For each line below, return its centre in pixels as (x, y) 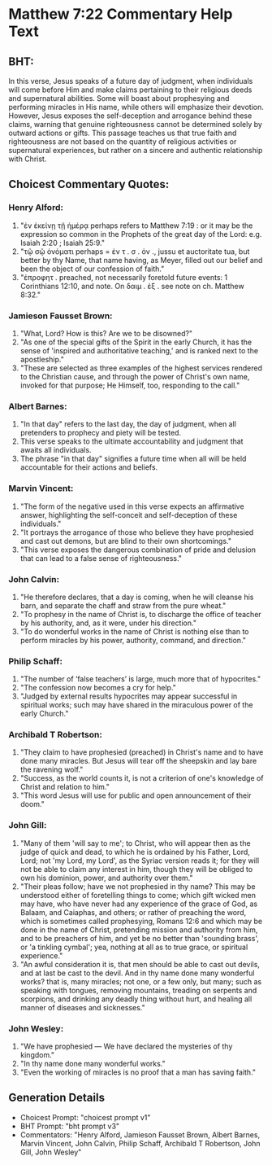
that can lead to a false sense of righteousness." (101, 558)
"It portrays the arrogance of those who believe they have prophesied (137, 532)
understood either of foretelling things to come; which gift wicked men (138, 895)
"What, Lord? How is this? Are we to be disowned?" (106, 333)
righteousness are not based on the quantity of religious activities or (123, 142)
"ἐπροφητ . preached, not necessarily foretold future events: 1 (124, 277)
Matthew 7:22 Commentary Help (121, 14)
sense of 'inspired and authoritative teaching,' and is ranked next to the (139, 350)
